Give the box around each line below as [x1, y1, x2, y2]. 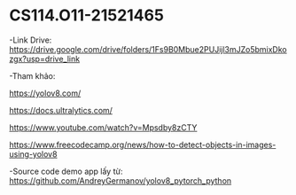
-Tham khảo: [9, 70, 56, 81]
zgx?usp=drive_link [9, 53, 81, 64]
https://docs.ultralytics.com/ [9, 105, 113, 115]
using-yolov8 [9, 148, 58, 160]
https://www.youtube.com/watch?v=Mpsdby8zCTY [9, 121, 198, 133]
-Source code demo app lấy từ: [9, 166, 123, 176]
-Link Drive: [9, 35, 52, 45]
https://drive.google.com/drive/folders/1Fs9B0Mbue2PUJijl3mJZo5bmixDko [9, 43, 287, 54]
